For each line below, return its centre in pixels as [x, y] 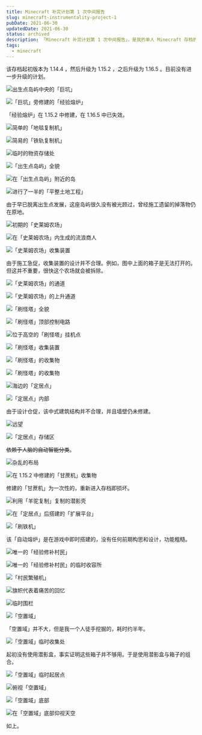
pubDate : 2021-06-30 [32, 23]
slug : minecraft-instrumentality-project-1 [62, 17]
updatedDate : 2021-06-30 [37, 29]
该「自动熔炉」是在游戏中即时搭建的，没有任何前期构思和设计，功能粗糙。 [98, 539]
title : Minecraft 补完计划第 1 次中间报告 [56, 12]
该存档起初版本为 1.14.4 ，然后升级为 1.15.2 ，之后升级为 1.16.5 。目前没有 [96, 69]
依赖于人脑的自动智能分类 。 [41, 450]
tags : [13, 46]
